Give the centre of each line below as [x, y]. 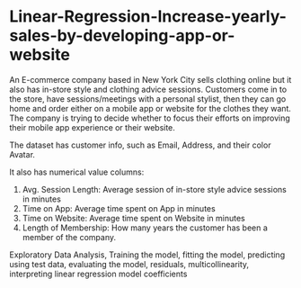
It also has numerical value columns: [77, 172]
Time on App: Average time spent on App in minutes [119, 208]
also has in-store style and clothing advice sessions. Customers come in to [148, 89]
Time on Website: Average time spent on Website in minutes [133, 218]
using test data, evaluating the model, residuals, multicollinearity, [129, 264]
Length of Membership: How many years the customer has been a [145, 228]
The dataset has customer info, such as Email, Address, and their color [140, 145]
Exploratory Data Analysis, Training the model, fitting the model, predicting [147, 255]
